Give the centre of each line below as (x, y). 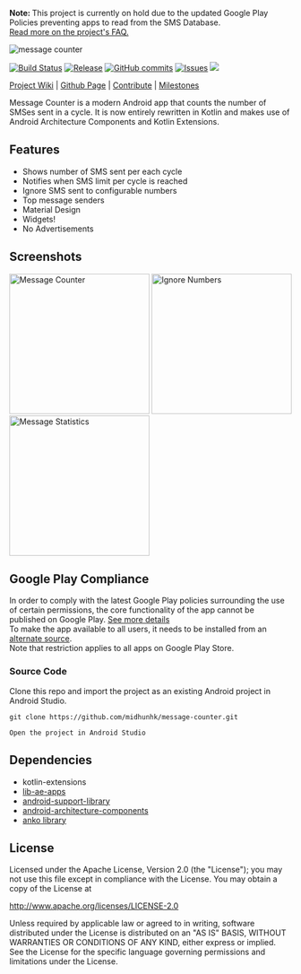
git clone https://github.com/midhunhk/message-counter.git (124, 717)
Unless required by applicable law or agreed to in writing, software (132, 924)
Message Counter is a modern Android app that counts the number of (138, 103)
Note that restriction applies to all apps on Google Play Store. (122, 648)
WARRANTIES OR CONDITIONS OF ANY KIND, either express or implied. (142, 943)
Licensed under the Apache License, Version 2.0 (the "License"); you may (146, 870)
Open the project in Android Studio (77, 733)
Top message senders (63, 200)
